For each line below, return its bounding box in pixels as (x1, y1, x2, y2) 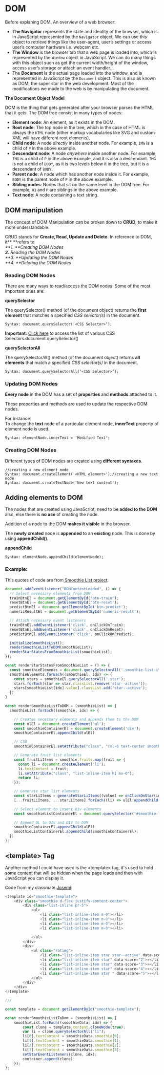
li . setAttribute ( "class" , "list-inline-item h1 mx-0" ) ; (18, 771, 134, 776)
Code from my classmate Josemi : (5, 884, 73, 890)
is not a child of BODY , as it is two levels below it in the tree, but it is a (12, 161, 149, 167)
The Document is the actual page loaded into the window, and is (12, 70, 143, 76)
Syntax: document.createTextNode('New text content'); (5, 480, 119, 485)
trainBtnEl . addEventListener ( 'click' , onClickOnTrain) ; (9, 623, 125, 627)
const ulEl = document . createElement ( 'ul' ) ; (14, 721, 106, 726)
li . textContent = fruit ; (18, 766, 69, 771)
